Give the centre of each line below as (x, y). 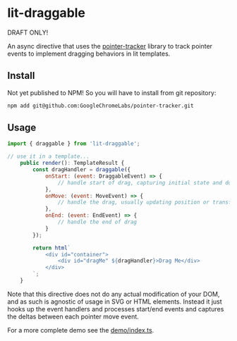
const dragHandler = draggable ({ (82, 170)
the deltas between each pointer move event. (73, 316)
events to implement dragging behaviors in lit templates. (89, 54)
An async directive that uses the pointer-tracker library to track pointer (110, 46)
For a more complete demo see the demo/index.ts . (81, 330)
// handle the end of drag (97, 222)
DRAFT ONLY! (28, 32)
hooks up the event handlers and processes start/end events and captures (116, 309)
